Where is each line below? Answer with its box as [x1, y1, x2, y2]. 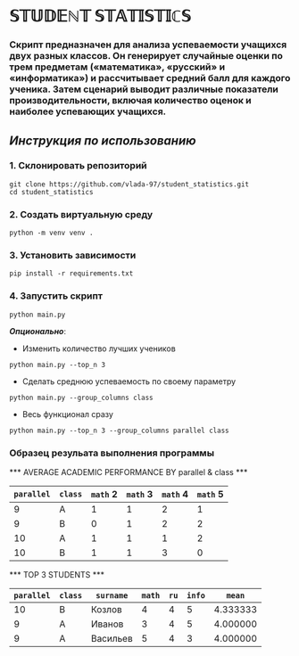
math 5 [196, 488, 224, 500]
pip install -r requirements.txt [9, 269, 134, 278]
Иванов [90, 618, 124, 630]
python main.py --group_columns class [9, 393, 154, 402]
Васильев [90, 632, 133, 644]
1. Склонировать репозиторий [9, 160, 147, 172]
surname [96, 590, 129, 601]
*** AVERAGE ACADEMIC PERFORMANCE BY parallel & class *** [9, 466, 248, 477]
